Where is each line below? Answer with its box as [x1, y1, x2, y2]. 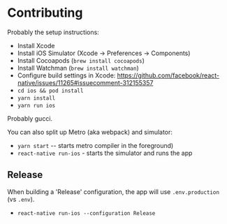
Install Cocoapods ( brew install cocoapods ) [17, 56, 145, 64]
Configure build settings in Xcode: [17, 71, 116, 80]
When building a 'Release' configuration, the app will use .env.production [7, 187, 220, 196]
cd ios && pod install [17, 87, 84, 94]
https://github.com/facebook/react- [117, 71, 220, 80]
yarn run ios [17, 102, 56, 109]
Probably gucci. [7, 114, 53, 123]
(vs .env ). [7, 195, 35, 203]
